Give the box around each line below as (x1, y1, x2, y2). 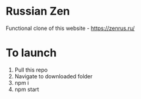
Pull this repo (14, 66, 48, 73)
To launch (5, 46, 57, 60)
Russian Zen (5, 4, 70, 18)
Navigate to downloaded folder (14, 72, 93, 80)
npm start (14, 86, 39, 93)
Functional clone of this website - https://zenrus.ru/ (5, 24, 135, 32)
